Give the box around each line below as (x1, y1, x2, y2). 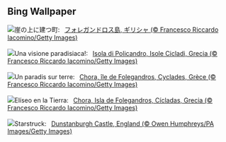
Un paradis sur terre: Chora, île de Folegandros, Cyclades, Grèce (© (14, 72, 216, 81)
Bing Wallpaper (7, 6, 77, 18)
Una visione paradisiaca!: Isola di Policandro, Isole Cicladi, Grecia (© (14, 49, 218, 57)
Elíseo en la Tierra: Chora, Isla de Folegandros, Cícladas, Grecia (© (14, 95, 213, 105)
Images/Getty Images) (7, 126, 73, 135)
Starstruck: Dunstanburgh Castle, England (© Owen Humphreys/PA (14, 119, 215, 128)
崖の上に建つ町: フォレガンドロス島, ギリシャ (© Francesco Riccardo (14, 25, 219, 34)
